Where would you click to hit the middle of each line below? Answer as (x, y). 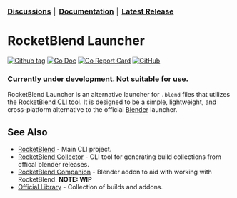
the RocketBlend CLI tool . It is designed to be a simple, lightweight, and (112, 102)
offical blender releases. (53, 164)
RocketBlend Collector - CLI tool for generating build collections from (119, 157)
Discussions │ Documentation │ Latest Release (91, 11)
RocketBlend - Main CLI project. (65, 149)
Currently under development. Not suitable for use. (98, 79)
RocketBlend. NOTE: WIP (55, 179)
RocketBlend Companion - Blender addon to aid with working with (115, 172)
